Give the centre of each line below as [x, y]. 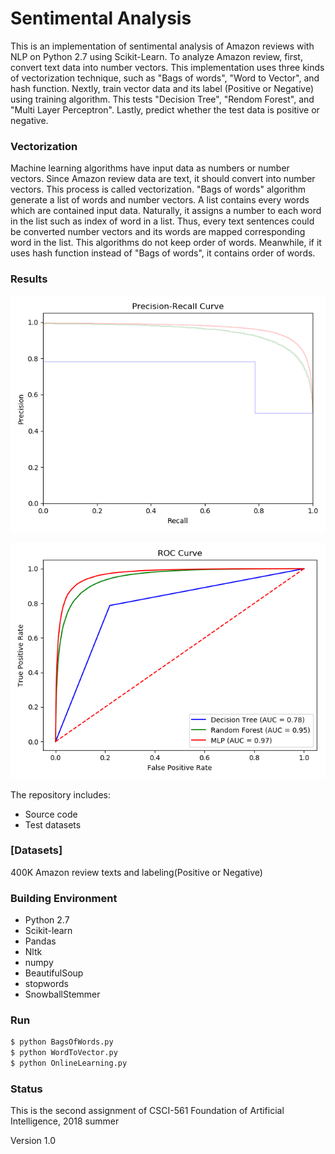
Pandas [40, 941]
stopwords [46, 984]
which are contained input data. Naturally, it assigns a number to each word [166, 211]
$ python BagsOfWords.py [62, 1042]
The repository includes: [60, 794]
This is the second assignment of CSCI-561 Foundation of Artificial [147, 1111]
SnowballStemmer [62, 994]
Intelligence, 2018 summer [65, 1121]
